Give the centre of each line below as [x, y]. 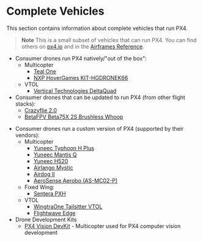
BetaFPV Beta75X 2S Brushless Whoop [74, 117]
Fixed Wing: [39, 187]
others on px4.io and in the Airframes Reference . [83, 46]
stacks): [25, 104]
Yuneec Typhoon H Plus [64, 148]
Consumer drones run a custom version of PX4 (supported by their [99, 128]
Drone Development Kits [46, 219]
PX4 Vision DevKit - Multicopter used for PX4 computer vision [102, 226]
